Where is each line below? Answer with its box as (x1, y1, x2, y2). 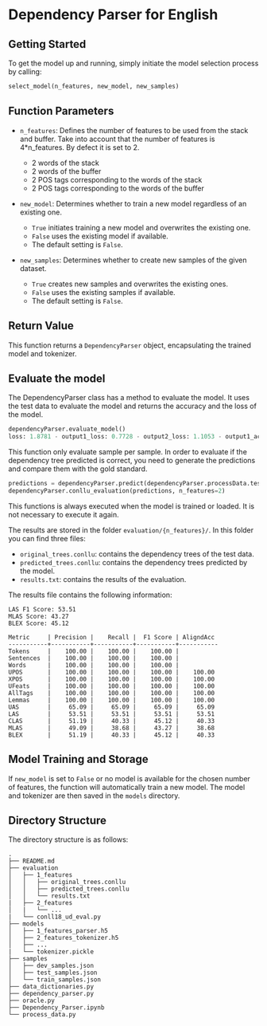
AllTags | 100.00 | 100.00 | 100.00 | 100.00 (8, 689, 215, 697)
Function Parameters (8, 104, 114, 118)
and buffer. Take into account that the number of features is (19, 134, 215, 143)
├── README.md (8, 857, 56, 866)
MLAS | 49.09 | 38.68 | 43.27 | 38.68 (8, 724, 215, 732)
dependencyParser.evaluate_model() (8, 425, 126, 434)
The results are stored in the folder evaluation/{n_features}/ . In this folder (8, 525, 254, 535)
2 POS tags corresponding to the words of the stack (31, 175, 203, 184)
